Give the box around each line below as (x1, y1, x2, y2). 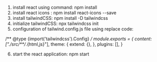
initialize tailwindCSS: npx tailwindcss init (12, 20, 99, 26)
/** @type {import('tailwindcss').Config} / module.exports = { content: (5, 36, 152, 42)
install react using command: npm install (12, 5, 98, 10)
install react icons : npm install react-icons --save (12, 10, 117, 16)
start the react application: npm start (12, 51, 89, 57)
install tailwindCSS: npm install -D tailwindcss (12, 15, 108, 21)
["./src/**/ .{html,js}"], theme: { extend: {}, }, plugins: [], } (5, 41, 123, 47)
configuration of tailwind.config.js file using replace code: (12, 26, 134, 32)
